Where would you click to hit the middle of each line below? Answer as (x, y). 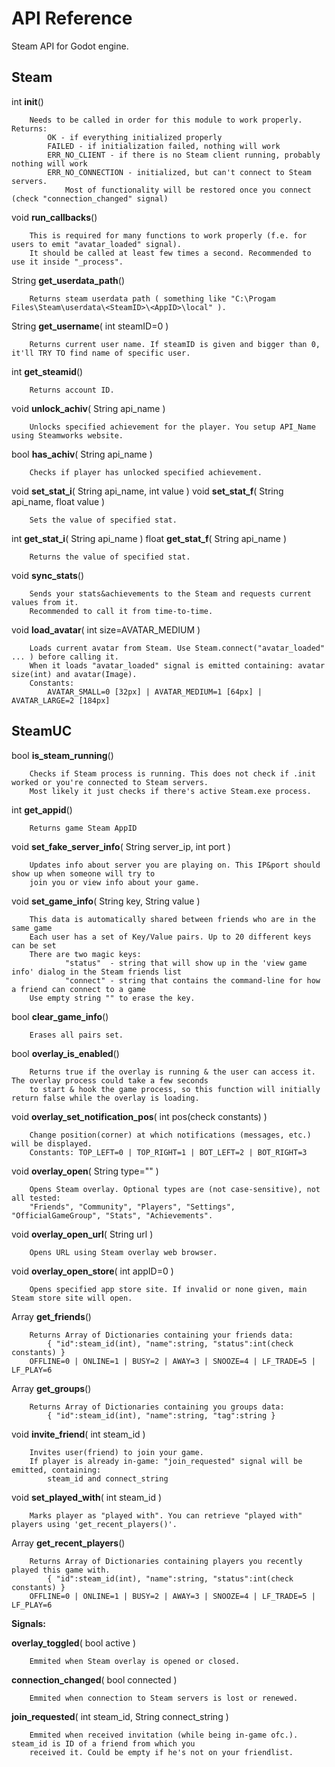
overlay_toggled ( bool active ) (74, 1643)
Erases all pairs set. (76, 1035)
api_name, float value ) (58, 501)
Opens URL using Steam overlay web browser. (123, 1252)
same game (32, 928)
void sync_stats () (48, 575)
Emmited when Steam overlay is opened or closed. (135, 1661)
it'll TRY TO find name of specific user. (101, 353)
